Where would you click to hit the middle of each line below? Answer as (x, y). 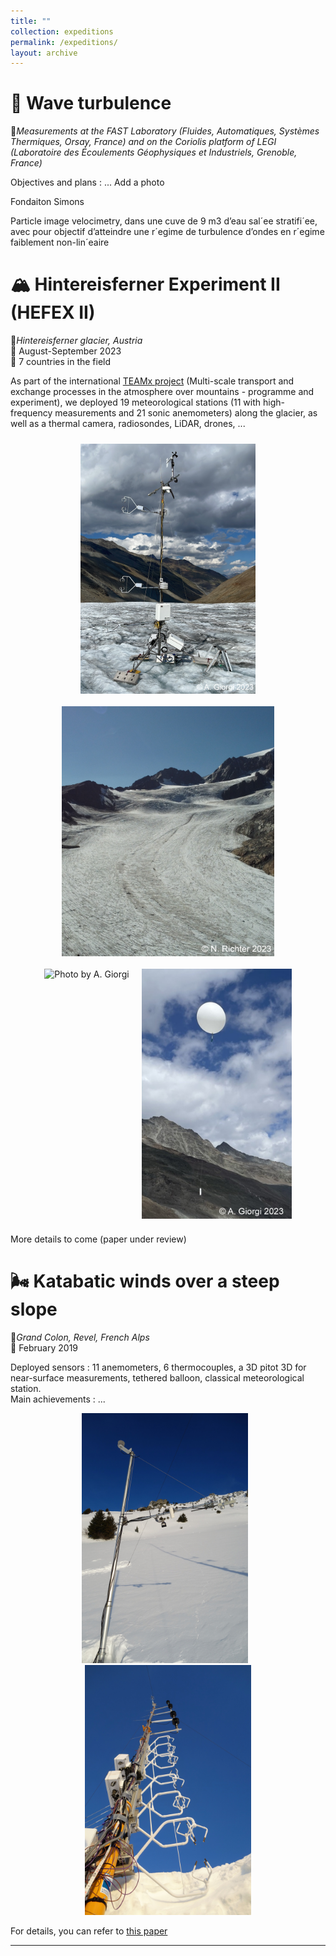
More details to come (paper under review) (98, 1239)
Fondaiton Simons (47, 202)
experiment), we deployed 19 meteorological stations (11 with (136, 402)
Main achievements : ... (58, 1399)
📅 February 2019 (44, 1348)
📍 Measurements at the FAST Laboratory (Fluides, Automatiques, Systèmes (165, 131)
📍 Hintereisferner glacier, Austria (76, 341)
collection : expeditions (62, 31)
